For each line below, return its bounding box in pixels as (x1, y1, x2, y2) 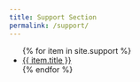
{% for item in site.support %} (21, 45, 131, 56)
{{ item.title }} (21, 55, 72, 65)
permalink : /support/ (9, 21, 89, 30)
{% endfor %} (21, 63, 74, 75)
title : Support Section (9, 12, 97, 22)
